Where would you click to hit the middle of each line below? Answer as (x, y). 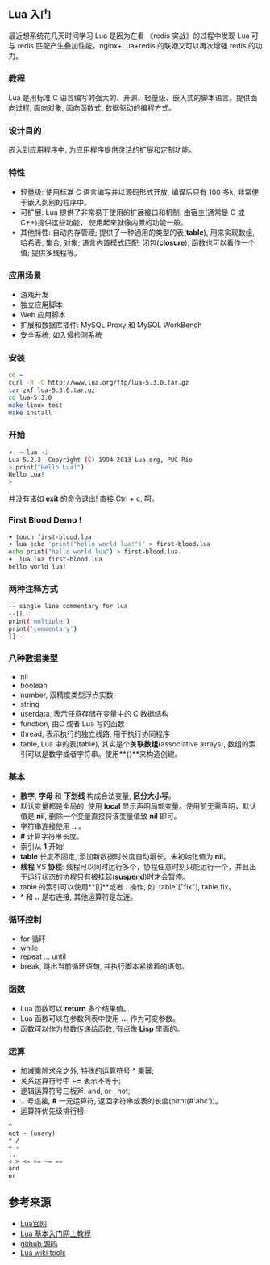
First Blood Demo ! (45, 520)
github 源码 (39, 1243)
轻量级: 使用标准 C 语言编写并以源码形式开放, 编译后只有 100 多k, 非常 (136, 191)
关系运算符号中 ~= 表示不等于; (70, 1081)
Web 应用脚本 (43, 315)
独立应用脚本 (41, 305)
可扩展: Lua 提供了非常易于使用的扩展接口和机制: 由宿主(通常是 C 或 (132, 212)
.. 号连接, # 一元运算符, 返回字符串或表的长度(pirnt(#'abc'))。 (121, 1101)
